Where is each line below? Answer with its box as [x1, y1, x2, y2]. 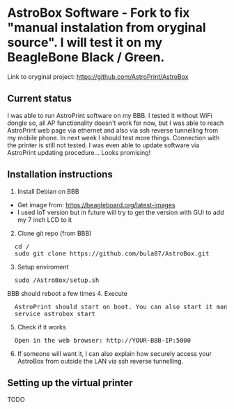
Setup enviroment [17, 262, 69, 271]
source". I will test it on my [7, 35, 163, 50]
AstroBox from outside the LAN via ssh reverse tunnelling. [17, 357, 184, 365]
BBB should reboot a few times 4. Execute [7, 289, 127, 297]
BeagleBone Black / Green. [7, 50, 165, 66]
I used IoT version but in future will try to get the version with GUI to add [17, 208, 224, 216]
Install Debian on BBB [17, 187, 79, 195]
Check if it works [17, 322, 66, 331]
